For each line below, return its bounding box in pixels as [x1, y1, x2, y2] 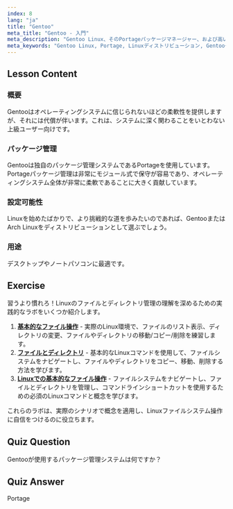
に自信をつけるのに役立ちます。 [7, 415, 98, 424]
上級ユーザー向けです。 [7, 124, 74, 133]
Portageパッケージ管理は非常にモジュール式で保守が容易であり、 [7, 169, 193, 178]
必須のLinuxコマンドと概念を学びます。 [29, 392, 142, 400]
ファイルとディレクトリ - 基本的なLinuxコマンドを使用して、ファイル [17, 349, 215, 357]
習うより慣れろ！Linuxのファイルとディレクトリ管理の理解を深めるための [7, 299, 217, 308]
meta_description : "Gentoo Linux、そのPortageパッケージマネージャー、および [7, 36, 218, 43]
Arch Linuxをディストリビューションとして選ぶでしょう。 [7, 223, 171, 231]
